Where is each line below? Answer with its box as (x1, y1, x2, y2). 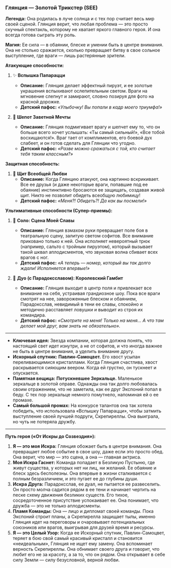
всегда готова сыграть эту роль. (5, 32, 76, 38)
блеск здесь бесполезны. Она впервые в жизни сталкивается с (12, 470, 152, 476)
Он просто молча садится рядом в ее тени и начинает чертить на (12, 486, 156, 493)
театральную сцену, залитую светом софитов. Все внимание (20, 233, 154, 239)
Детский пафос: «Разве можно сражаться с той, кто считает (20, 146, 155, 152)
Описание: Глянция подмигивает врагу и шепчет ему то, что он (20, 124, 160, 130)
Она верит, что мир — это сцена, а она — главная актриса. (12, 454, 141, 460)
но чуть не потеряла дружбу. (12, 419, 76, 425)
